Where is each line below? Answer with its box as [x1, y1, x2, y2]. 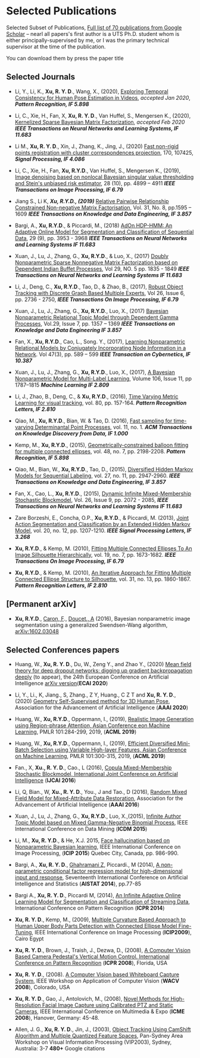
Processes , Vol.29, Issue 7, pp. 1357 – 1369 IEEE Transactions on [14, 320, 176, 327]
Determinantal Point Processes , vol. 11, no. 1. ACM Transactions [35, 423, 192, 431]
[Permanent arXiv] [6, 599, 76, 609]
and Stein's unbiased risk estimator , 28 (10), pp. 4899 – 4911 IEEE [14, 179, 176, 186]
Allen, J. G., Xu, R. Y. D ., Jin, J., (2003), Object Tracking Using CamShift [14, 1026, 192, 1033]
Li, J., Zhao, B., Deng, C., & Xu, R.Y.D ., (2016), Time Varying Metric [14, 392, 179, 400]
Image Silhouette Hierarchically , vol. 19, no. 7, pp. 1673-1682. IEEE [14, 551, 176, 558]
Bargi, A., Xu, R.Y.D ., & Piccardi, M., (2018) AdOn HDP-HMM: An [14, 222, 173, 229]
